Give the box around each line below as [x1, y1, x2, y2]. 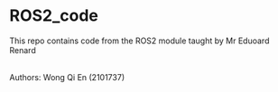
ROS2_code [9, 5, 99, 26]
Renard [9, 44, 36, 55]
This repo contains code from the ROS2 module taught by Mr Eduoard [9, 35, 270, 46]
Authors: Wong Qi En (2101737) [9, 71, 125, 82]
